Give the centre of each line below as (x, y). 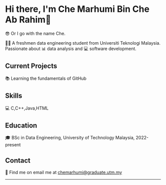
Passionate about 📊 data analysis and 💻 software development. (71, 49)
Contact (18, 160)
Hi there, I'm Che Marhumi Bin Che (77, 9)
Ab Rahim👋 (28, 20)
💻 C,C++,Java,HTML (27, 108)
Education (21, 125)
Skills (14, 96)
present (13, 145)
